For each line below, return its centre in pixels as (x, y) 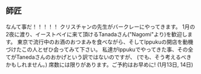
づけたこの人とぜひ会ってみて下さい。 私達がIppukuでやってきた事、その (97, 49)
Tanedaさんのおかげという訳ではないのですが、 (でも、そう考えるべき (104, 57)
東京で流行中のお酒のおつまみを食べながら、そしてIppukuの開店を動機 (105, 42)
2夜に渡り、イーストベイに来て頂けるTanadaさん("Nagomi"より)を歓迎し (97, 34)
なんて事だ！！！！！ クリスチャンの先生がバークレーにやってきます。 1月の (100, 27)
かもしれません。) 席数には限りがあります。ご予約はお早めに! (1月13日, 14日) (100, 64)
